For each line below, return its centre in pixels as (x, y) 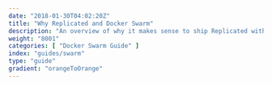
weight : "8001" (34, 38)
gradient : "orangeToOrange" (56, 69)
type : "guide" (32, 62)
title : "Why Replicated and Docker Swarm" (81, 23)
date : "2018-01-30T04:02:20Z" (59, 16)
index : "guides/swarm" (47, 53)
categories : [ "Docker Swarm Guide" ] (74, 46)
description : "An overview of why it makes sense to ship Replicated (128, 31)
